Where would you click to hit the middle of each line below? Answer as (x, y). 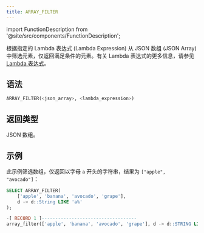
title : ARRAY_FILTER (32, 12)
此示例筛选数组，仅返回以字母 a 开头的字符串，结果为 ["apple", (86, 171)
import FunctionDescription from (47, 29)
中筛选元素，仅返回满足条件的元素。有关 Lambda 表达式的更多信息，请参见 (100, 56)
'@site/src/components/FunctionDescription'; (63, 35)
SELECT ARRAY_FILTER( (34, 191)
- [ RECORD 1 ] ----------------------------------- (72, 218)
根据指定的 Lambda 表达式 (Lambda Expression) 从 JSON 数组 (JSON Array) (102, 48)
